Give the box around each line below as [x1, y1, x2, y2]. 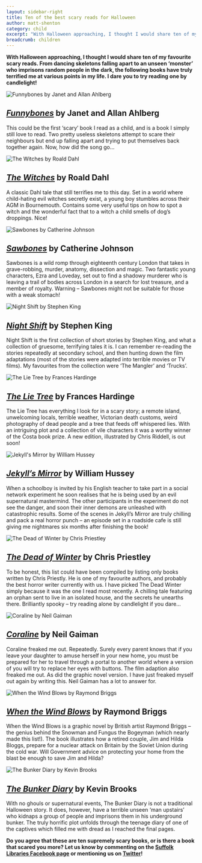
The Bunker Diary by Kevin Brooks [6, 783, 137, 794]
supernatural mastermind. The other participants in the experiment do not [6, 497, 189, 504]
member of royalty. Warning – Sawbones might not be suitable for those [6, 285, 185, 292]
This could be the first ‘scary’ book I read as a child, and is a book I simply [6, 124, 190, 131]
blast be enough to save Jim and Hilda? [6, 754, 104, 762]
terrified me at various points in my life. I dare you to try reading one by [6, 73, 188, 80]
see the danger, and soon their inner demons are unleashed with [6, 504, 167, 511]
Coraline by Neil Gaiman [6, 630, 99, 640]
